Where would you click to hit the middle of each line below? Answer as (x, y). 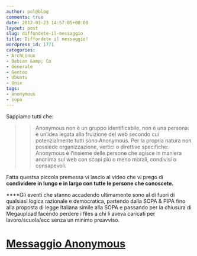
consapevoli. (51, 166)
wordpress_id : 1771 (30, 45)
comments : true (25, 17)
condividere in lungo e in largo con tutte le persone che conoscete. (90, 183)
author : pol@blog (28, 12)
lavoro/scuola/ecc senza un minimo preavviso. (63, 220)
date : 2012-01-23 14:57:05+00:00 (47, 22)
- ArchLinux (21, 56)
